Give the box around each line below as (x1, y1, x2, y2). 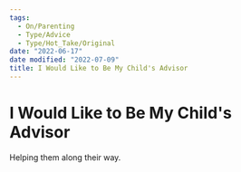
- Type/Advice (17, 30, 71, 39)
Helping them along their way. (9, 151, 121, 163)
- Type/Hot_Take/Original (17, 38, 116, 48)
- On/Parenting (17, 22, 75, 31)
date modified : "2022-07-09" (9, 55, 120, 64)
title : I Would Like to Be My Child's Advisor (9, 64, 188, 73)
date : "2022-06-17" (9, 47, 83, 56)
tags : (9, 13, 30, 23)
